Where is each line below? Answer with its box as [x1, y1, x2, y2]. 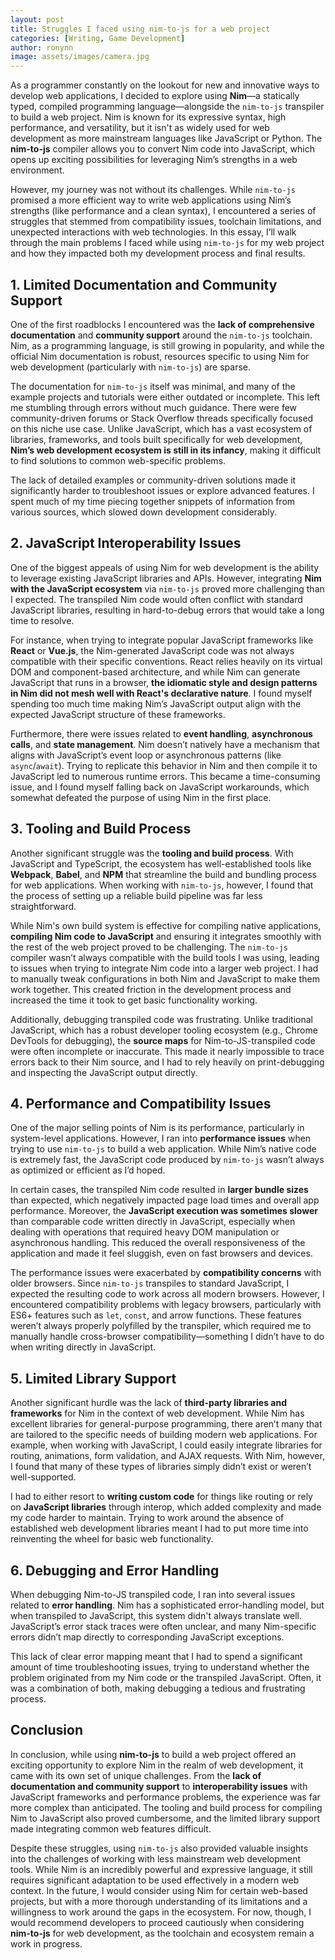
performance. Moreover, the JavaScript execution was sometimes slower [10, 1205, 318, 1217]
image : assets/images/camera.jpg [10, 52, 150, 62]
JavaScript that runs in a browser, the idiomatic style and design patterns [10, 676, 318, 688]
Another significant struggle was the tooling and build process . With [10, 847, 294, 859]
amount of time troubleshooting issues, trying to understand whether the [10, 1661, 310, 1673]
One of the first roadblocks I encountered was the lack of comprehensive [10, 318, 315, 330]
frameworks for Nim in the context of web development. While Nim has [10, 1407, 305, 1420]
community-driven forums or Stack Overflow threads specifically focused [10, 412, 314, 424]
